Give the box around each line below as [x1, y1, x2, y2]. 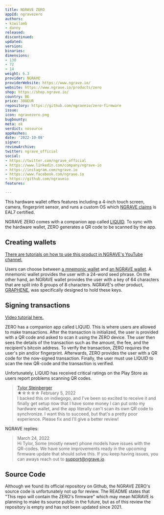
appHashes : [5, 131, 27, 136]
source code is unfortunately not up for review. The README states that [5, 488, 150, 494]
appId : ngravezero [5, 12, 43, 17]
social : [5, 153, 21, 158]
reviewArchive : [5, 145, 36, 150]
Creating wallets [5, 238, 56, 246]
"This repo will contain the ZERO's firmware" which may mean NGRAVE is [5, 494, 154, 500]
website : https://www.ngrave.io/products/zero [5, 85, 102, 90]
